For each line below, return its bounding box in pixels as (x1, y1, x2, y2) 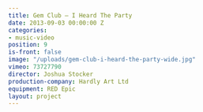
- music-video (8, 33, 55, 42)
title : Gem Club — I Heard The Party (8, 11, 133, 20)
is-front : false (8, 48, 62, 56)
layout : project (8, 92, 62, 100)
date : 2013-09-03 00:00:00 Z (8, 19, 104, 27)
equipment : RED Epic (8, 84, 77, 93)
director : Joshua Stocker (8, 70, 93, 78)
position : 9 (8, 41, 47, 49)
